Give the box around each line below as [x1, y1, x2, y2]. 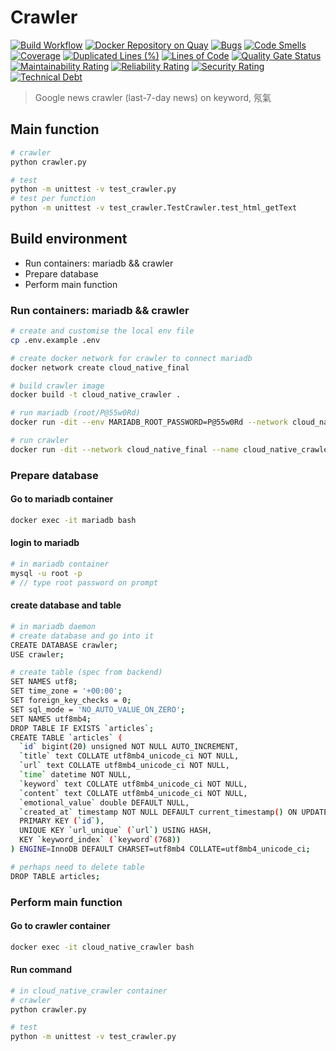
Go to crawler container [10, 920, 111, 932]
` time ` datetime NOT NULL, [19, 770, 132, 780]
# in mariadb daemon [10, 621, 97, 631]
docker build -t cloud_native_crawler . [10, 390, 182, 400]
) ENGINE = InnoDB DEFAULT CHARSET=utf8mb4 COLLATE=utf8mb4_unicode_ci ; [10, 844, 311, 855]
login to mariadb [10, 537, 80, 549]
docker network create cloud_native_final [10, 362, 190, 373]
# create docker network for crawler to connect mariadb [10, 353, 253, 363]
